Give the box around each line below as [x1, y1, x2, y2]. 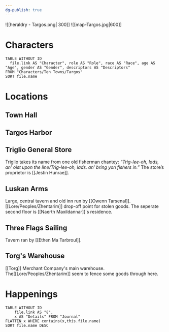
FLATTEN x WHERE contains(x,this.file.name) [5, 318, 101, 323]
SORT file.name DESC [5, 323, 49, 328]
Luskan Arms [5, 184, 48, 193]
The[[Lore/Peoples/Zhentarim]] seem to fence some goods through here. [5, 270, 158, 277]
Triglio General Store [5, 145, 72, 154]
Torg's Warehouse [5, 252, 65, 260]
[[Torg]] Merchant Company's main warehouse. [5, 265, 105, 271]
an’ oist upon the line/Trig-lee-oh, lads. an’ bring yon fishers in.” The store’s [5, 164, 164, 170]
